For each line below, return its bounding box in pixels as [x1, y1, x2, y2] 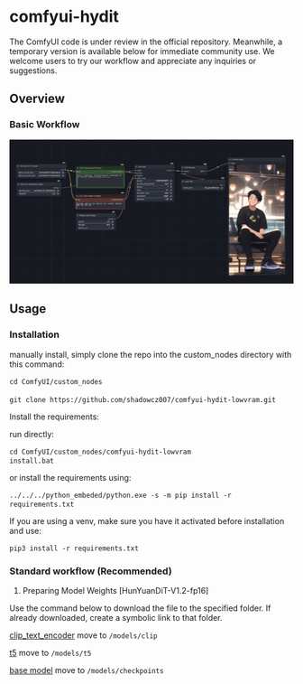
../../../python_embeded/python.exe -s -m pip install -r [9, 491, 232, 500]
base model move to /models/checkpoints [9, 665, 164, 676]
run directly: [9, 428, 54, 439]
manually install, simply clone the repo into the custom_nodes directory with [9, 349, 292, 360]
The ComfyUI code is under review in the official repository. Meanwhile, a [9, 36, 283, 47]
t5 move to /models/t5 [9, 648, 92, 659]
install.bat [9, 456, 54, 465]
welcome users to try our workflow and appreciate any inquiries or [9, 55, 257, 66]
